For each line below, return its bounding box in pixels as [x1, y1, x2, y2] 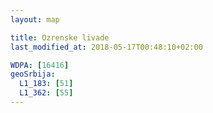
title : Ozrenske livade [10, 32, 110, 43]
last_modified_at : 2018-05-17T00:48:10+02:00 [10, 42, 203, 52]
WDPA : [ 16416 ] [10, 60, 70, 70]
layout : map [10, 14, 60, 25]
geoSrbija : [10, 69, 56, 80]
